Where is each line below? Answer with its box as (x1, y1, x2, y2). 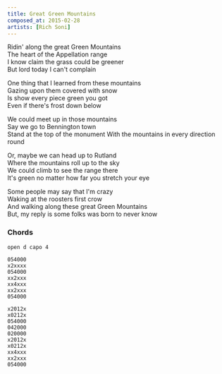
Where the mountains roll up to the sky (7, 159, 120, 167)
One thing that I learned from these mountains (7, 79, 142, 88)
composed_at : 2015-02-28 (7, 17, 80, 24)
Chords (7, 227, 34, 237)
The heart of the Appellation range (7, 50, 108, 59)
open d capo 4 (7, 243, 49, 251)
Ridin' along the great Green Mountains (7, 43, 121, 52)
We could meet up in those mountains (7, 115, 118, 123)
